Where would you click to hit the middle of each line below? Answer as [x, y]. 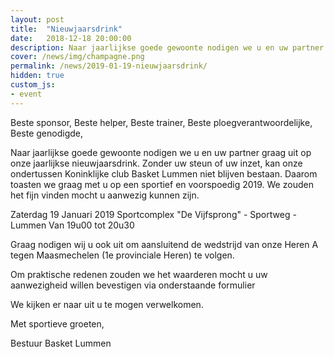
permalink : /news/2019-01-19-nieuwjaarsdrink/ [109, 66]
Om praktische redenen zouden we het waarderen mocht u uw [139, 274]
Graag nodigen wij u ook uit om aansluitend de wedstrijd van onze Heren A [164, 244]
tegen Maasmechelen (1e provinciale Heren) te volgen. [122, 255]
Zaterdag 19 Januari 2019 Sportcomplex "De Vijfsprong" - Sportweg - [153, 214]
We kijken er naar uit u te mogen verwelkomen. [107, 304]
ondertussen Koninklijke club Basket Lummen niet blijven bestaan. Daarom [164, 173]
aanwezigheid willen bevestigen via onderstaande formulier [133, 285]
